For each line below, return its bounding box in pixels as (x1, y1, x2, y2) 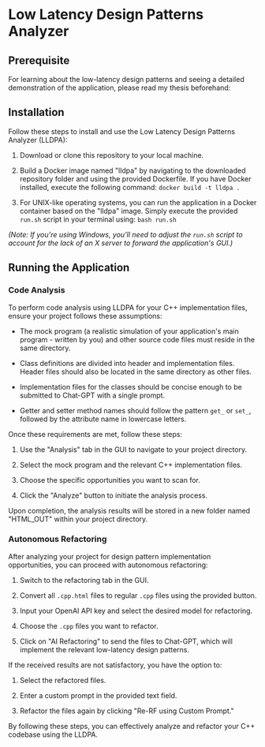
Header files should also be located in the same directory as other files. (19, 367, 252, 376)
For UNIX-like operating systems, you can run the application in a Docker (19, 197, 257, 207)
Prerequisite (8, 54, 70, 67)
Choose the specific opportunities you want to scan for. (19, 475, 201, 484)
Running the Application (8, 261, 130, 275)
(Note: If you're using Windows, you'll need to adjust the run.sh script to (8, 230, 243, 239)
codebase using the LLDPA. (8, 730, 99, 739)
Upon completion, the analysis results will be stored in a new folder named (8, 506, 251, 515)
